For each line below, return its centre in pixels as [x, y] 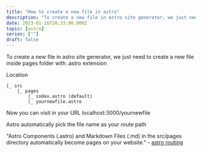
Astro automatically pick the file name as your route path [76, 124]
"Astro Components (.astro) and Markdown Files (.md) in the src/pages [94, 136]
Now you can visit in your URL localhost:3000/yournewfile [78, 113]
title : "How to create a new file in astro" [63, 12]
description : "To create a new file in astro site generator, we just [96, 17]
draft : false [23, 40]
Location [17, 75]
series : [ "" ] [23, 34]
